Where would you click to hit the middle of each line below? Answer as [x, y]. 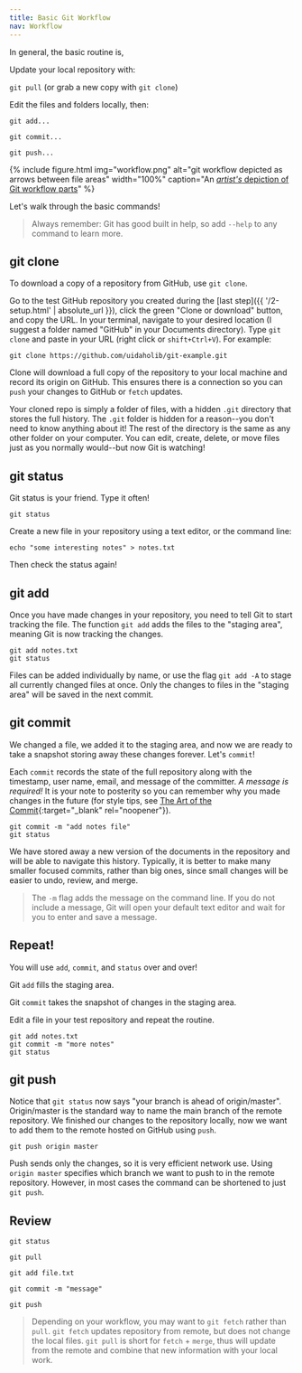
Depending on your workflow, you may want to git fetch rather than [159, 1321]
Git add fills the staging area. [62, 984]
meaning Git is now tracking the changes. [87, 634]
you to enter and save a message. [94, 917]
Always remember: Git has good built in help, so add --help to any [154, 223]
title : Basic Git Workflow [60, 18]
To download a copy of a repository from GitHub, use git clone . [128, 283]
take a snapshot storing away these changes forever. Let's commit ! [132, 754]
